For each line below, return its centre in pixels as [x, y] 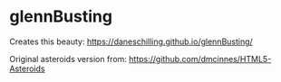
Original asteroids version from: [68, 59]
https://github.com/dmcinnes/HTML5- [200, 59]
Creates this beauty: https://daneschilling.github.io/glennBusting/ [131, 41]
